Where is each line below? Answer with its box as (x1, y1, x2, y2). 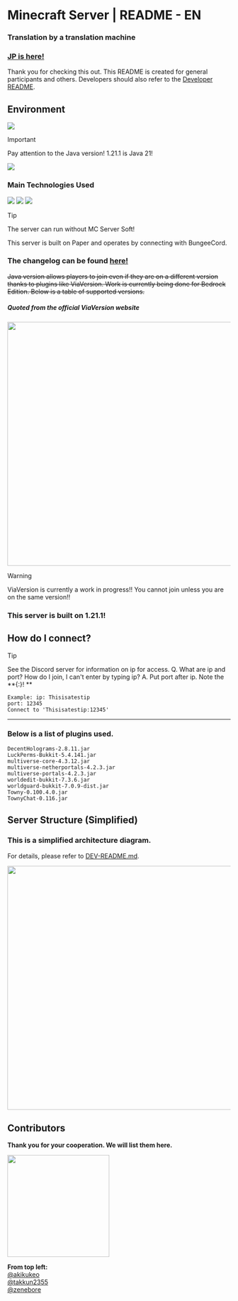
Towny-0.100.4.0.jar (7, 788, 69, 796)
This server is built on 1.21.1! (7, 610, 106, 620)
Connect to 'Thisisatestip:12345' (7, 706, 110, 713)
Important (7, 135, 36, 144)
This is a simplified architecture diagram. (7, 836, 152, 846)
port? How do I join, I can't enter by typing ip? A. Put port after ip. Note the (7, 672, 225, 681)
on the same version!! (7, 592, 71, 601)
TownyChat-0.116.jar (7, 795, 69, 802)
